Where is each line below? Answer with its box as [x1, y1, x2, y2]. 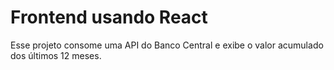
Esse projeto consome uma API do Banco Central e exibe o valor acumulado [10, 39, 324, 51]
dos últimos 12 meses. [10, 49, 102, 61]
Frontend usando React [10, 6, 208, 29]
